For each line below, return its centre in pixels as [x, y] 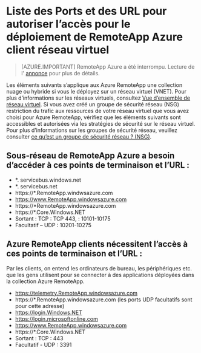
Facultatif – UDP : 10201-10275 [53, 225]
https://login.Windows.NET [49, 312]
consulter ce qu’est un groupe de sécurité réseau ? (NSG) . [79, 136]
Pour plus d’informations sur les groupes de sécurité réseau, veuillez [92, 130]
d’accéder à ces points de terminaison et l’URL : [98, 165]
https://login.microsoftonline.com [56, 319]
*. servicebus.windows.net [48, 180]
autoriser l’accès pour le [68, 24]
